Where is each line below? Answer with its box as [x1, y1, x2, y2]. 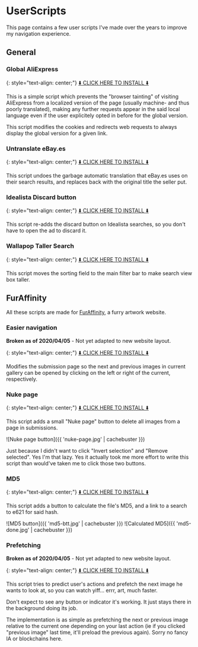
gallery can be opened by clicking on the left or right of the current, [6, 369, 171, 376]
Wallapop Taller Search [6, 242, 74, 250]
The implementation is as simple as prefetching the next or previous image [6, 616, 189, 623]
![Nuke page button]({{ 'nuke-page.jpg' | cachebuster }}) [6, 435, 145, 443]
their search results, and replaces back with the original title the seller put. [6, 178, 187, 185]
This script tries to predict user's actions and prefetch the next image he [6, 580, 183, 588]
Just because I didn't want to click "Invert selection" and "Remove [6, 447, 168, 454]
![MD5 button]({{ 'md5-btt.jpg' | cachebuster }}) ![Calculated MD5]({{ [6, 520, 175, 527]
